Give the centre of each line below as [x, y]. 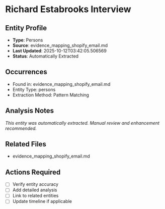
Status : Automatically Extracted [46, 56]
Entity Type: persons [34, 89]
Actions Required [33, 172]
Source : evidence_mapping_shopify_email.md [60, 45]
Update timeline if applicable [42, 201]
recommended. [21, 128]
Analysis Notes [30, 111]
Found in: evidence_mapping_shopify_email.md [61, 84]
